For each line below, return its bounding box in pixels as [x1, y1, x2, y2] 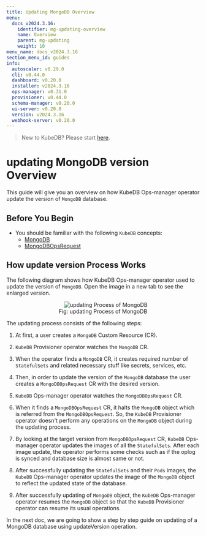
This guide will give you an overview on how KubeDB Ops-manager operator [6, 189, 200, 196]
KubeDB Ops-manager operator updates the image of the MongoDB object [15, 473, 195, 480]
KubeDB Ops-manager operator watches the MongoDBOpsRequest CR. [15, 391, 183, 399]
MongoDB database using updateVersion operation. [6, 523, 137, 530]
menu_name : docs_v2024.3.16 [6, 49, 78, 55]
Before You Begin [6, 213, 74, 224]
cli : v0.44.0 [12, 72, 45, 78]
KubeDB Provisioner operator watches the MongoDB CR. [15, 343, 149, 350]
